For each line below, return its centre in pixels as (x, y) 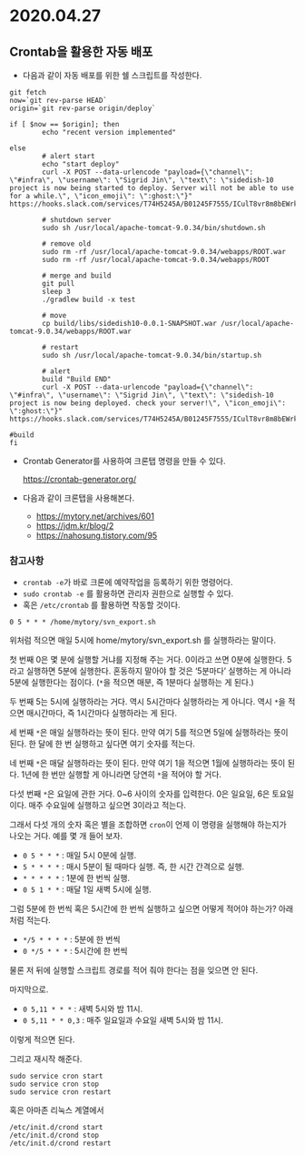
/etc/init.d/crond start (56, 1128)
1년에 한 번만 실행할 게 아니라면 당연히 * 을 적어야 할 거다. (122, 775)
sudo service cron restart (60, 1092)
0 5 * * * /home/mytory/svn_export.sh (83, 623)
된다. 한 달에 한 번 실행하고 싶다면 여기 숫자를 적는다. (102, 744)
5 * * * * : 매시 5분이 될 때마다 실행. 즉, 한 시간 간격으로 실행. (133, 867)
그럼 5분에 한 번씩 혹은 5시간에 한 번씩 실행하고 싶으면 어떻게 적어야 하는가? (143, 909)
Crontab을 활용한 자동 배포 (81, 51)
